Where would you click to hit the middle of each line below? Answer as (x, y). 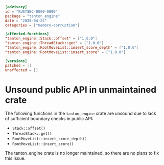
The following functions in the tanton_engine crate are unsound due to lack (81, 113)
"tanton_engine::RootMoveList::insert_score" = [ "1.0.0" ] (65, 52)
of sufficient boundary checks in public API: (49, 119)
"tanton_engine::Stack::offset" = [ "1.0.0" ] (51, 39)
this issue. (15, 158)
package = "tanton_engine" (33, 16)
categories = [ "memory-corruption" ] (42, 25)
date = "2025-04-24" (26, 21)
